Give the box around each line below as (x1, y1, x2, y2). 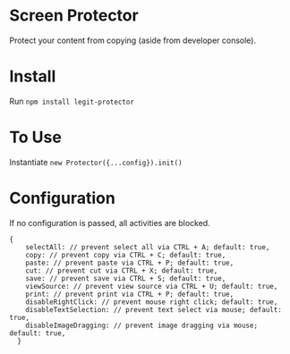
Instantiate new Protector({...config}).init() (9, 156, 183, 167)
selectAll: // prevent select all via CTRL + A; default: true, (25, 242, 270, 251)
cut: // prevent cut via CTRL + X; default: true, (25, 265, 218, 275)
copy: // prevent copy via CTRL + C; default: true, (25, 250, 226, 259)
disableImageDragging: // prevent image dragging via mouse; (25, 321, 258, 330)
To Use (9, 127, 63, 147)
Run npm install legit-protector (9, 96, 134, 106)
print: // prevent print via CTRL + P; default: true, (25, 290, 235, 299)
